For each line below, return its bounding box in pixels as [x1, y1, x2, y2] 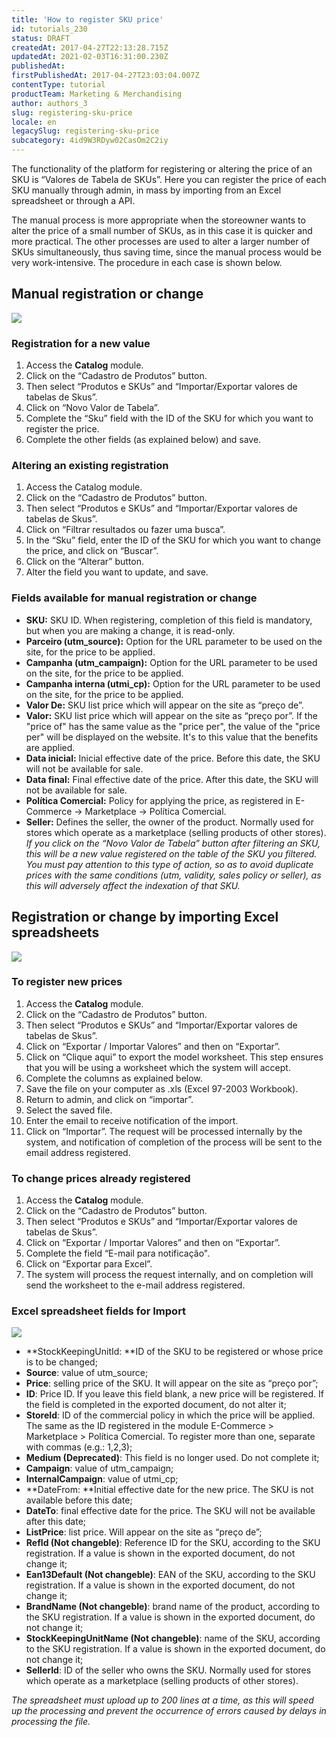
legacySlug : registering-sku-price [11, 126, 160, 136]
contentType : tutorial [11, 80, 106, 90]
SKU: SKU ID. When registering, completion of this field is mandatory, [25, 614, 313, 626]
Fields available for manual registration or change [11, 591, 258, 605]
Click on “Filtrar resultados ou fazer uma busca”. [25, 524, 226, 536]
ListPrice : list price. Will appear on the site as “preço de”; [25, 1526, 263, 1538]
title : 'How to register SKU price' [11, 14, 164, 25]
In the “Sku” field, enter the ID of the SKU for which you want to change [25, 534, 321, 546]
